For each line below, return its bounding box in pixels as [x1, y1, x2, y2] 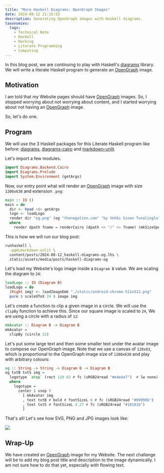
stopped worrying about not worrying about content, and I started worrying [5, 99, 157, 105]
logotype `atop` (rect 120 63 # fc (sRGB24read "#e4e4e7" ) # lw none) [9, 375, 159, 380]
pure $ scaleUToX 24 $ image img [9, 294, 78, 299]
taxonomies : [5, 21, 29, 26]
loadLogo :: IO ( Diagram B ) [5, 280, 62, 285]
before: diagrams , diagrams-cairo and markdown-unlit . [5, 146, 116, 152]
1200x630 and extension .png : [5, 188, 63, 194]
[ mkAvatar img [22, 393, 54, 398]
